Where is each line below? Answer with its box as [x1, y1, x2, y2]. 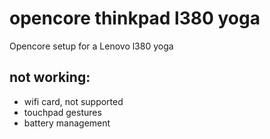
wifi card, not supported [23, 95, 124, 107]
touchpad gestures [23, 106, 102, 118]
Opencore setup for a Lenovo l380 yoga [9, 40, 174, 52]
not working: [9, 69, 91, 86]
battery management [23, 117, 111, 129]
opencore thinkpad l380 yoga [9, 7, 261, 30]
